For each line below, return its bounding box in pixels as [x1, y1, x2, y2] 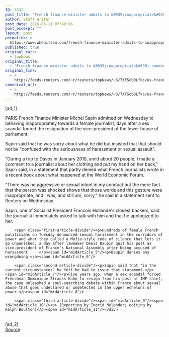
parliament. [5, 131, 29, 137]
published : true [5, 45, 39, 50]
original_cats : [5, 49, 37, 54]
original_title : [5, 59, 39, 64]
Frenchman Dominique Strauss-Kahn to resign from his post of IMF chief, [5, 276, 163, 282]
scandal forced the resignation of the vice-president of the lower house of [5, 126, 159, 132]
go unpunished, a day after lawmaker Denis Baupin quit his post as [5, 241, 152, 246]
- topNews [10, 54, 30, 59]
